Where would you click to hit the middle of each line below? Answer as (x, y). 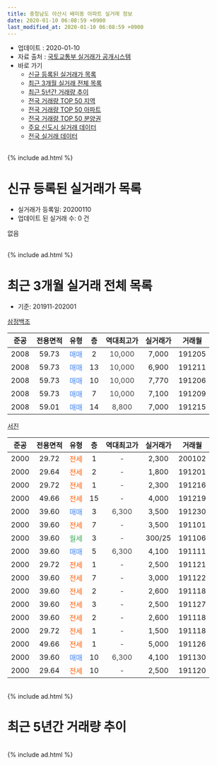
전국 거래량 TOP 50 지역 (61, 101)
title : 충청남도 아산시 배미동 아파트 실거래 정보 (70, 14)
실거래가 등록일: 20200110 (54, 210)
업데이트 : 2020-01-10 (48, 48)
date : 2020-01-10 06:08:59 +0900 (57, 20)
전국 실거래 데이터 (53, 136)
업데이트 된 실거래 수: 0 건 (53, 218)
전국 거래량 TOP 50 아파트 (64, 109)
